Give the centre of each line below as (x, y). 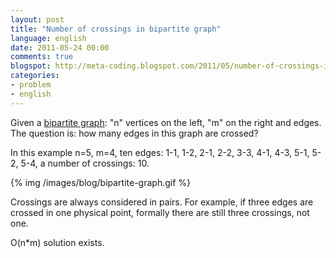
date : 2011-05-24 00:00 (60, 47)
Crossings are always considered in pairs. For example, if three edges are (162, 202)
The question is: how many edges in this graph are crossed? (134, 133)
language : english (48, 38)
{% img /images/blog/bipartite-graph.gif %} (101, 182)
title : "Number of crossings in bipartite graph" (116, 29)
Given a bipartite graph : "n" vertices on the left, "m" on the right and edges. (166, 122)
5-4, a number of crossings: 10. (85, 163)
